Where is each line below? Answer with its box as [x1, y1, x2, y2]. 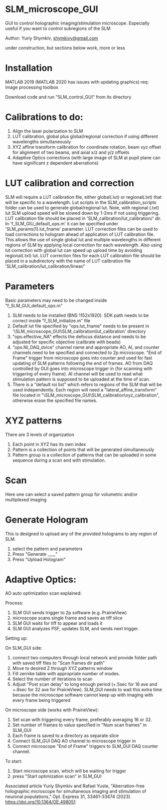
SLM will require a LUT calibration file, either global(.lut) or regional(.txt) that [5, 194, 162, 200]
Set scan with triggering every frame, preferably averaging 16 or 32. [12, 717, 152, 723]
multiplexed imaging [5, 497, 47, 503]
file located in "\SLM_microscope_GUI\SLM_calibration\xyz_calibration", [12, 392, 160, 398]
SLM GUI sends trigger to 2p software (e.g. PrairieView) [12, 610, 127, 616]
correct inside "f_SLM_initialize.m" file [12, 317, 91, 323]
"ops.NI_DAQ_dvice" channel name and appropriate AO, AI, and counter [12, 344, 160, 350]
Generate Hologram [5, 514, 88, 525]
